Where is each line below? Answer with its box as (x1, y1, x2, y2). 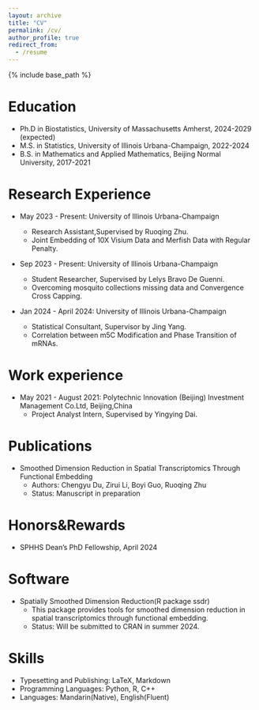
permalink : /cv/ (8, 26, 62, 34)
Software (8, 570, 69, 588)
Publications (8, 437, 92, 455)
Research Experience (8, 185, 152, 203)
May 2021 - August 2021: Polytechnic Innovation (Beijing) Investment (19, 393, 245, 402)
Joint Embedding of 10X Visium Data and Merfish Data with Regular (31, 235, 251, 245)
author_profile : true (8, 33, 80, 42)
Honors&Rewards (8, 516, 126, 534)
